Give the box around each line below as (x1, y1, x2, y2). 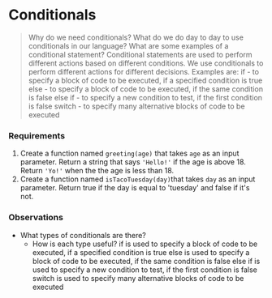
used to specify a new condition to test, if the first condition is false (32, 265, 258, 275)
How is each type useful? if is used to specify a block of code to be (32, 239, 258, 249)
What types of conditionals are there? (19, 230, 146, 240)
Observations (8, 212, 63, 223)
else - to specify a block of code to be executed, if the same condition (28, 83, 264, 94)
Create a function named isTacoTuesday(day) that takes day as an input (19, 174, 256, 184)
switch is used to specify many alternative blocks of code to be (32, 273, 244, 283)
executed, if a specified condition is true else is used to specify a (32, 247, 250, 257)
